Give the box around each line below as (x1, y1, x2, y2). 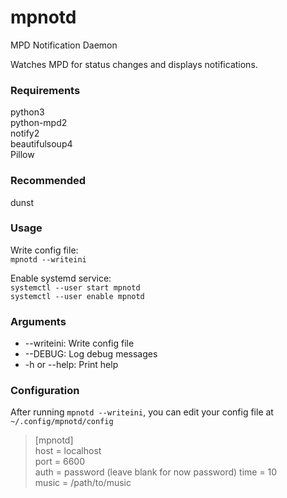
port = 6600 (34, 456, 85, 468)
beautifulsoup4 (10, 138, 73, 150)
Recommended (10, 174, 87, 188)
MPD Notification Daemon (10, 39, 118, 51)
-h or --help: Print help (24, 359, 119, 371)
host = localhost (34, 445, 102, 457)
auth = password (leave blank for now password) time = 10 (34, 466, 278, 478)
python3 (10, 106, 45, 118)
